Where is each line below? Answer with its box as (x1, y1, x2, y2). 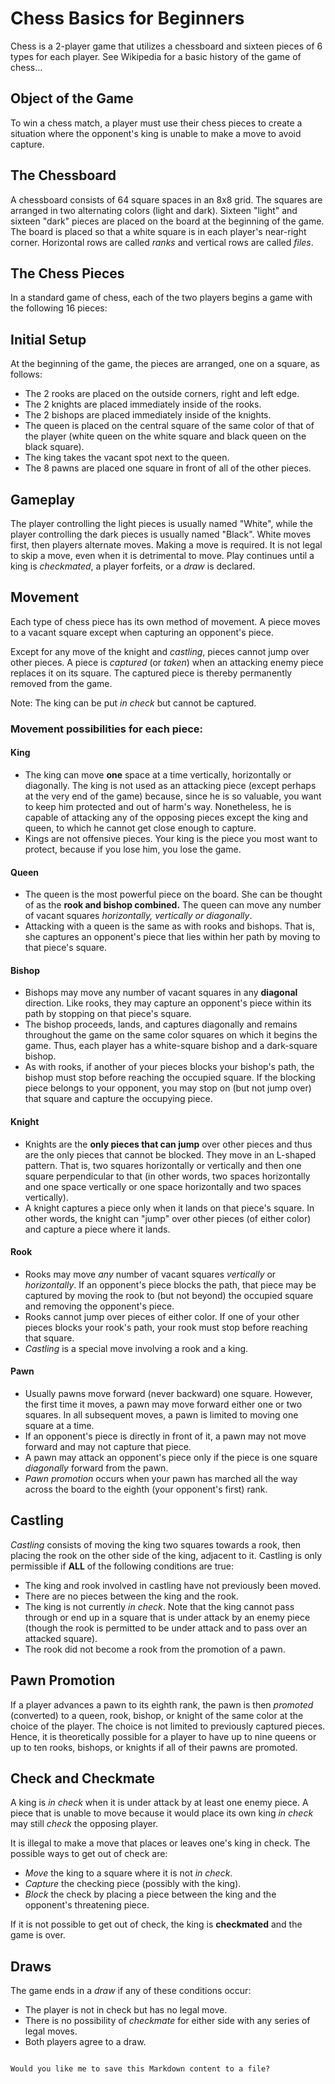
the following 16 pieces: (10, 302, 108, 314)
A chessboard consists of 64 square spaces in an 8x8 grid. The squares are (10, 193, 323, 206)
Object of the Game (10, 90, 134, 107)
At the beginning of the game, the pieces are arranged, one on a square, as (10, 358, 320, 370)
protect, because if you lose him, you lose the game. (24, 843, 242, 855)
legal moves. (24, 2025, 78, 2037)
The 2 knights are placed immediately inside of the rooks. (24, 398, 262, 411)
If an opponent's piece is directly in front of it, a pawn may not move (24, 1430, 307, 1442)
